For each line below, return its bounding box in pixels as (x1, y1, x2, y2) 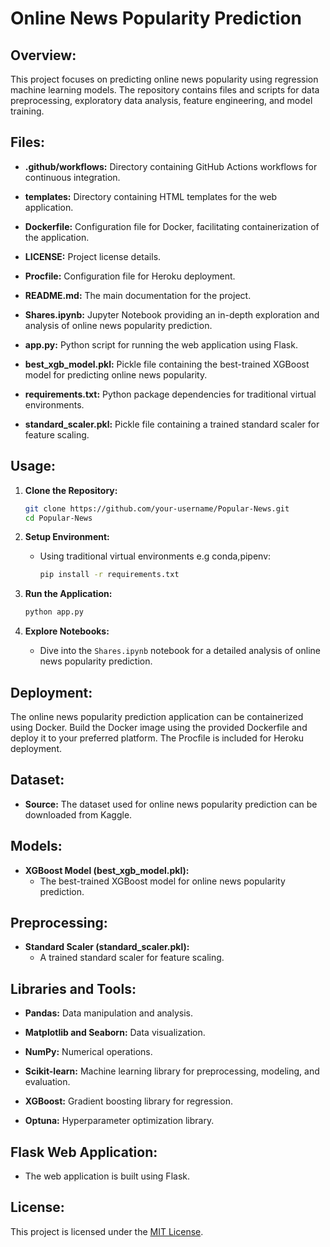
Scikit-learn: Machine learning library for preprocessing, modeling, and (24, 1065, 320, 1077)
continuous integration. (24, 171, 121, 183)
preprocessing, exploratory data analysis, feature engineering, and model (10, 95, 313, 106)
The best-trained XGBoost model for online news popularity (39, 875, 286, 887)
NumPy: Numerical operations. (24, 1046, 153, 1058)
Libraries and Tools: (10, 980, 137, 997)
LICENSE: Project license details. (24, 250, 162, 262)
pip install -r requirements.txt (39, 570, 180, 580)
